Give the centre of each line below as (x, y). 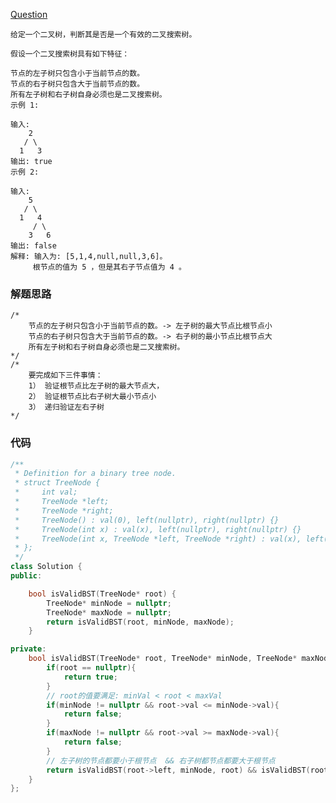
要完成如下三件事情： (65, 375)
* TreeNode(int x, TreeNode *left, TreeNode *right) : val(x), (158, 539)
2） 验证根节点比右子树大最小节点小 (92, 397)
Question (29, 14)
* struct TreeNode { (57, 483)
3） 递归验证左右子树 (66, 407)
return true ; (90, 677)
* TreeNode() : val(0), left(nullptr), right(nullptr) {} (147, 520)
